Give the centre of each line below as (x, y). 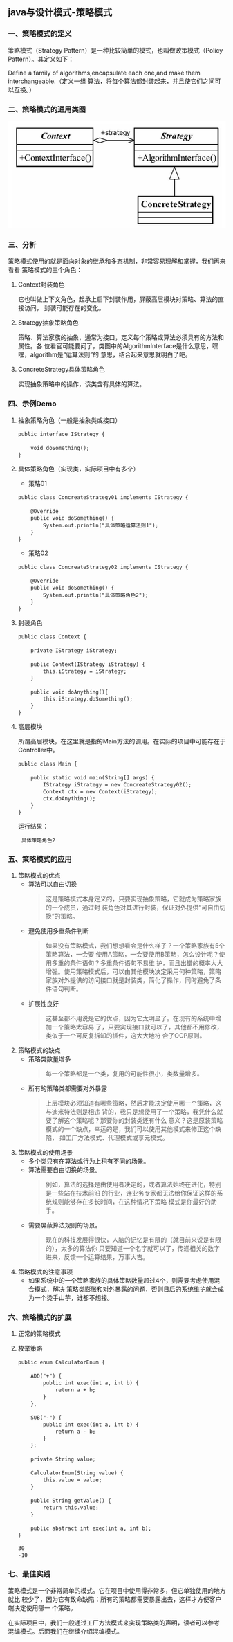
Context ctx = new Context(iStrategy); (100, 791)
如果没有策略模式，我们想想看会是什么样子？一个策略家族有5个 (135, 945)
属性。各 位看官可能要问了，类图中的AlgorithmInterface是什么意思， (115, 346)
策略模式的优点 (39, 875)
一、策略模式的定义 (40, 34)
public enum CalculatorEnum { (62, 1362)
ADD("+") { (46, 1376)
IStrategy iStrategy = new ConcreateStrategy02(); (118, 784)
